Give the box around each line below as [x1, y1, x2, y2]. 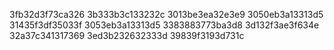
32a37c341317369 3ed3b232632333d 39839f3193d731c [9, 30, 245, 41]
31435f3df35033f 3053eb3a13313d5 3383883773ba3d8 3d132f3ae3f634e [9, 19, 320, 31]
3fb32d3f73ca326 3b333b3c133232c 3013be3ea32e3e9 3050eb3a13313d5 [9, 9, 324, 20]
